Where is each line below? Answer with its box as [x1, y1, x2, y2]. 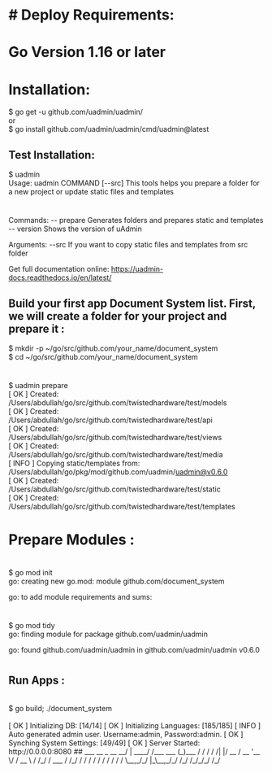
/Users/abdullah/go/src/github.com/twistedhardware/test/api [8, 415, 213, 425]
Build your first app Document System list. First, [8, 296, 256, 310]
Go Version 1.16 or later [8, 43, 166, 62]
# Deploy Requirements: [8, 6, 175, 24]
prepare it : [8, 321, 65, 335]
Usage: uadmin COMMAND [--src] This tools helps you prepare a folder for [8, 178, 260, 188]
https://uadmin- [110, 264, 164, 274]
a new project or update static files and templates [8, 187, 175, 197]
